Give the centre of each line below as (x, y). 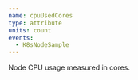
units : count (30, 30)
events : (21, 38)
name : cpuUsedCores (41, 15)
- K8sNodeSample (42, 45)
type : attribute (35, 23)
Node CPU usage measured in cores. (69, 67)
